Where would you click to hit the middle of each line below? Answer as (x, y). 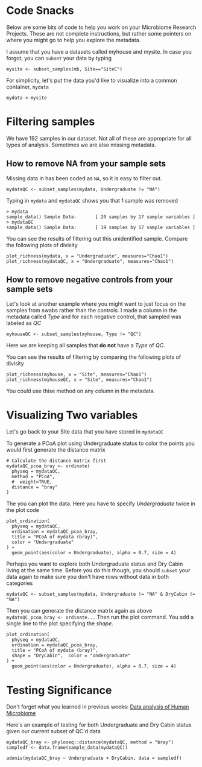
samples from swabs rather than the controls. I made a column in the (92, 310)
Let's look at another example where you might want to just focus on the (96, 304)
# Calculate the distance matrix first (56, 461)
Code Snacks (40, 11)
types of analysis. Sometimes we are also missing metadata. (81, 145)
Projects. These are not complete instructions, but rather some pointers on (99, 33)
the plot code (23, 510)
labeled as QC (24, 323)
